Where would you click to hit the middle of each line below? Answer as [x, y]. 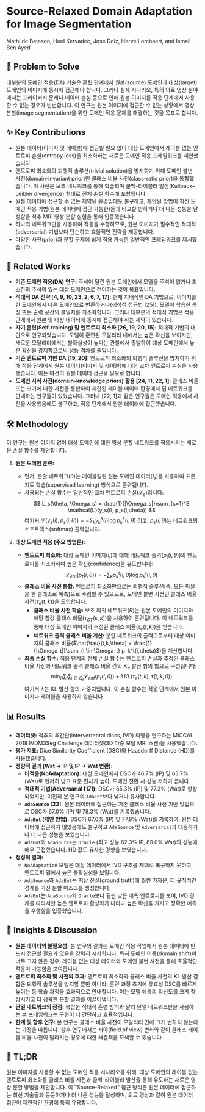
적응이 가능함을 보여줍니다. [47, 969]
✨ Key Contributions [46, 132]
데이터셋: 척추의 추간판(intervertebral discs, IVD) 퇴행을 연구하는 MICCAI [103, 735]
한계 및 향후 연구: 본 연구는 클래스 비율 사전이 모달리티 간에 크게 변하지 [99, 1022]
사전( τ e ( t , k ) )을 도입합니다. [56, 602]
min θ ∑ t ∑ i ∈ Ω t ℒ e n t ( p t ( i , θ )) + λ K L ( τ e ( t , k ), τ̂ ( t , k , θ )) [112, 677]
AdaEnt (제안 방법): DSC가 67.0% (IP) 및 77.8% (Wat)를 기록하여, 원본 [108, 819]
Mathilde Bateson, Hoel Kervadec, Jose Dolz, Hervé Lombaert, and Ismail [99, 41]
